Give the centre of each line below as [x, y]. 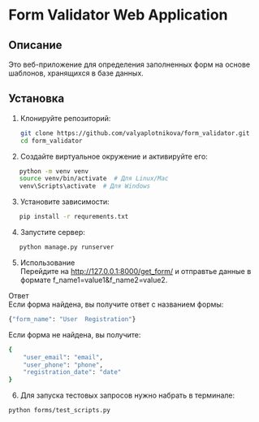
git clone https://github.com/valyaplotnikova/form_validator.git [135, 133]
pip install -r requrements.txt [74, 217]
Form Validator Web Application [118, 15]
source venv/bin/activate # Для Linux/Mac [94, 179]
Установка [37, 99]
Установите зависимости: [65, 202]
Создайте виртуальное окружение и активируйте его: [114, 156]
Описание [35, 45]
